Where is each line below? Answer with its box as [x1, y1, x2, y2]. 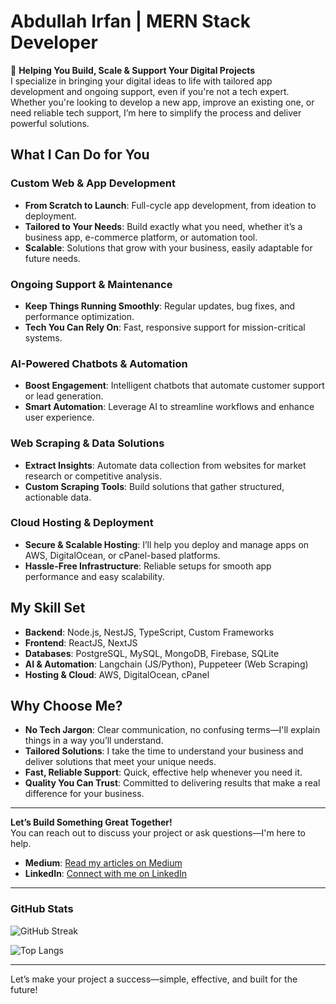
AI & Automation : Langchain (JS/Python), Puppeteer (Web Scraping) [24, 658, 309, 670]
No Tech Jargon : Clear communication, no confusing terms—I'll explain [24, 724, 321, 736]
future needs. [24, 252, 81, 264]
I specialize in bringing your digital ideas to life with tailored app [10, 75, 273, 87]
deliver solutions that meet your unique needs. [24, 756, 217, 768]
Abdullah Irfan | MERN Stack [10, 10, 252, 33]
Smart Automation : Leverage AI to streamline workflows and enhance [24, 401, 315, 413]
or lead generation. [24, 390, 104, 402]
